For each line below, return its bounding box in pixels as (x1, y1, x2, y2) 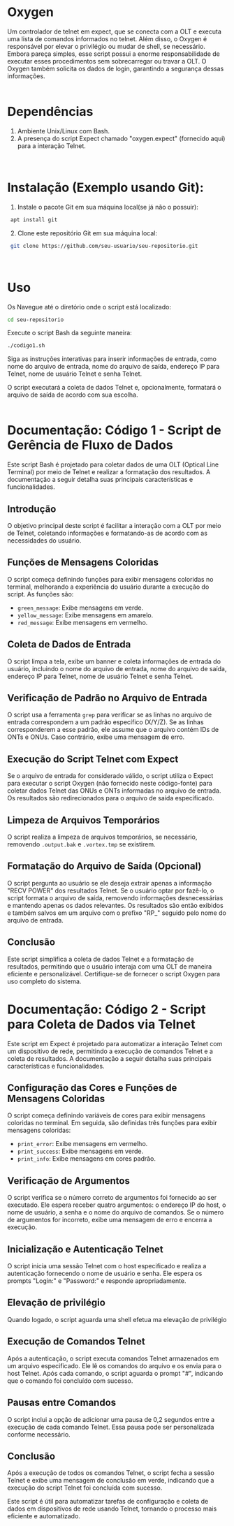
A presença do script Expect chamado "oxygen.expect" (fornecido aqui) (17, 134, 226, 142)
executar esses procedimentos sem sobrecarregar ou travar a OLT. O (7, 57, 207, 65)
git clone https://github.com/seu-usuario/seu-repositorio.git (10, 242, 198, 249)
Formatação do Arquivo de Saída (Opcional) (7, 860, 202, 872)
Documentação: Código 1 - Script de (7, 423, 221, 439)
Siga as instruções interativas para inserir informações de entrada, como (7, 355, 217, 363)
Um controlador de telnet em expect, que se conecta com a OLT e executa (7, 27, 222, 36)
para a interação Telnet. (17, 141, 86, 150)
